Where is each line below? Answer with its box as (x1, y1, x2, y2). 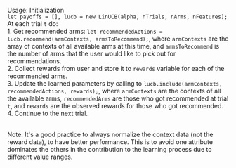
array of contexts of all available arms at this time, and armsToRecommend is (7, 42, 220, 50)
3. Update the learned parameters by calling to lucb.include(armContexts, (7, 79, 223, 87)
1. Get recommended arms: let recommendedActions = (7, 27, 163, 35)
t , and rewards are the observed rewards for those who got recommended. (7, 102, 223, 110)
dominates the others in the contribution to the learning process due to (7, 146, 212, 153)
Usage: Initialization (7, 6, 65, 14)
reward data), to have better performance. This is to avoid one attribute (7, 138, 213, 146)
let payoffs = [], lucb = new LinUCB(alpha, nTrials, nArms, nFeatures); (7, 13, 228, 20)
